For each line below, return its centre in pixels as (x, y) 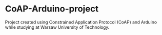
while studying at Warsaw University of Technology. (57, 27)
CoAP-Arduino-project (52, 9)
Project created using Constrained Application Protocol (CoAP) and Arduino (81, 22)
